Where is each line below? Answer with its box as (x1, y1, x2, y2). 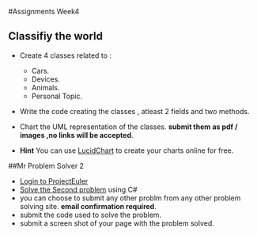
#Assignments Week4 (8, 7, 80, 16)
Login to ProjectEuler (19, 176, 89, 185)
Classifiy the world (8, 29, 104, 43)
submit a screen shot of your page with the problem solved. (19, 218, 215, 228)
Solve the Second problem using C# (19, 185, 138, 194)
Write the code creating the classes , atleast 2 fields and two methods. (19, 106, 250, 116)
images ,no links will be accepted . (19, 130, 134, 139)
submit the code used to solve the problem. (19, 210, 162, 219)
